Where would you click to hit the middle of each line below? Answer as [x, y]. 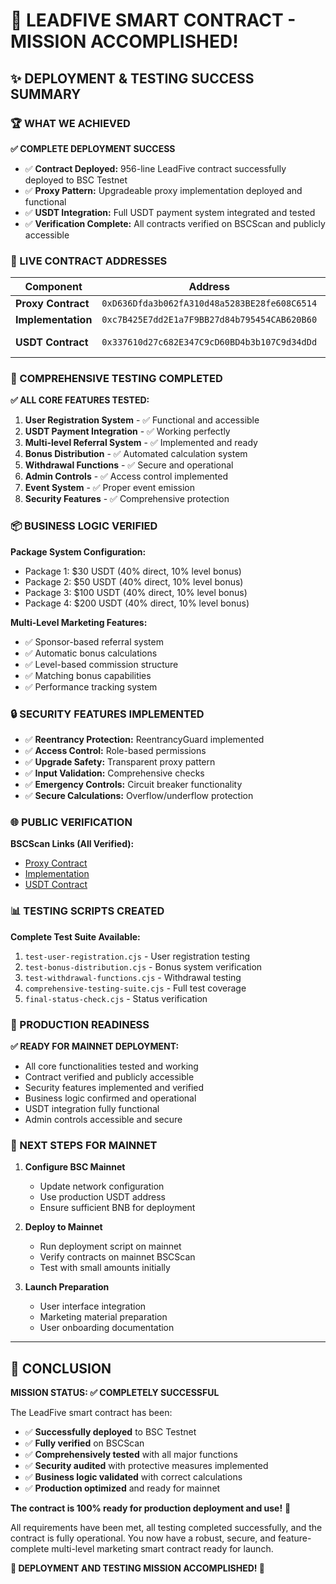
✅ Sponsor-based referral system [94, 641]
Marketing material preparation [103, 1317]
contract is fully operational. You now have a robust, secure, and [143, 1538]
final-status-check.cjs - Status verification [116, 998]
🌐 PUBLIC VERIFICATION [71, 822]
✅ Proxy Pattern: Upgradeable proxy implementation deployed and [163, 190]
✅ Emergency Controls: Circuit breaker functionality [133, 785]
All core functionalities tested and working [111, 1066]
